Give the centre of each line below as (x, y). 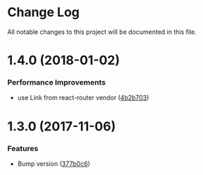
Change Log (43, 12)
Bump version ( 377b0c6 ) (54, 164)
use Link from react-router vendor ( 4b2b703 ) (83, 98)
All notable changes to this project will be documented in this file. (102, 32)
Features (23, 148)
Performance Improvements (57, 83)
